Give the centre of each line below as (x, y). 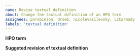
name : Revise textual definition (41, 10)
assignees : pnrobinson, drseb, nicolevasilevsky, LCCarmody (70, 19)
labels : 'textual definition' (37, 24)
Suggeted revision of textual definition (47, 48)
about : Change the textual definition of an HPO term (63, 15)
